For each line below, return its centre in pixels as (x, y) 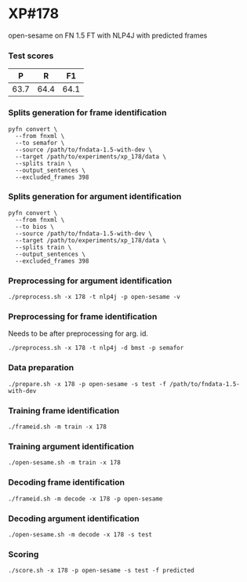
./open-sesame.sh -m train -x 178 (65, 463)
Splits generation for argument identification (95, 197)
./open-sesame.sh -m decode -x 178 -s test (80, 534)
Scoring (24, 554)
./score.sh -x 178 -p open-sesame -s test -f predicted (101, 571)
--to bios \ (35, 227)
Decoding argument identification (74, 518)
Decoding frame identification (67, 482)
